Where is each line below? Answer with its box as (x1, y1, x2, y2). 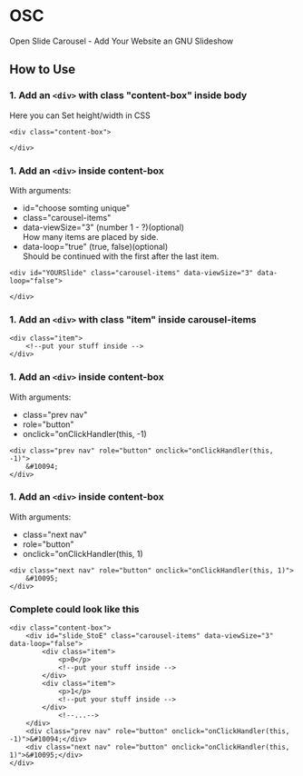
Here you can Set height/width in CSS (9, 110, 151, 121)
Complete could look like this (9, 602, 140, 615)
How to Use (9, 62, 76, 77)
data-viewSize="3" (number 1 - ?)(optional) (22, 222, 184, 233)
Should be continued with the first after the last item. (22, 251, 220, 262)
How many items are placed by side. (22, 231, 159, 242)
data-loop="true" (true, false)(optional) (22, 241, 169, 252)
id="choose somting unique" (22, 202, 130, 214)
